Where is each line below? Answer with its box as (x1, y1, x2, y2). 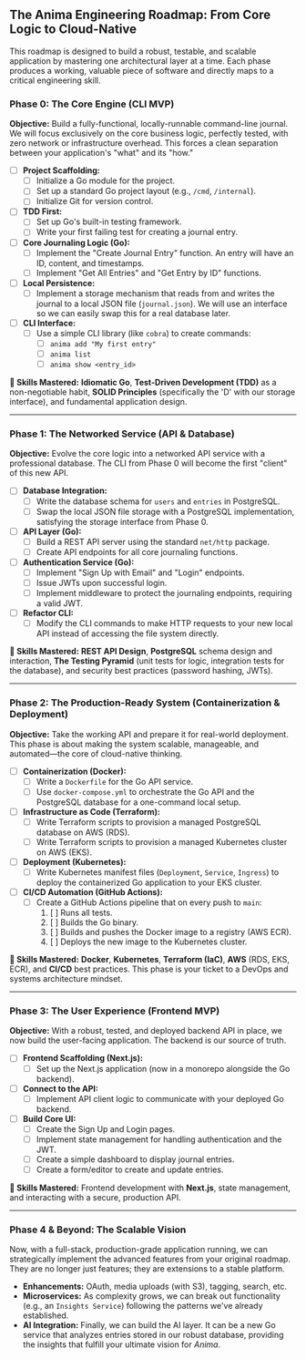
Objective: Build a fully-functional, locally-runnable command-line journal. (9, 118, 289, 129)
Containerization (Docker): (22, 766, 127, 777)
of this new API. (9, 468, 69, 479)
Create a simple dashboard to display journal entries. (36, 1153, 235, 1165)
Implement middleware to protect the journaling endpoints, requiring (36, 588, 293, 599)
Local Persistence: (22, 277, 96, 288)
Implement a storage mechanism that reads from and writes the (36, 287, 275, 299)
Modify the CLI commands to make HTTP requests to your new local (36, 618, 293, 629)
